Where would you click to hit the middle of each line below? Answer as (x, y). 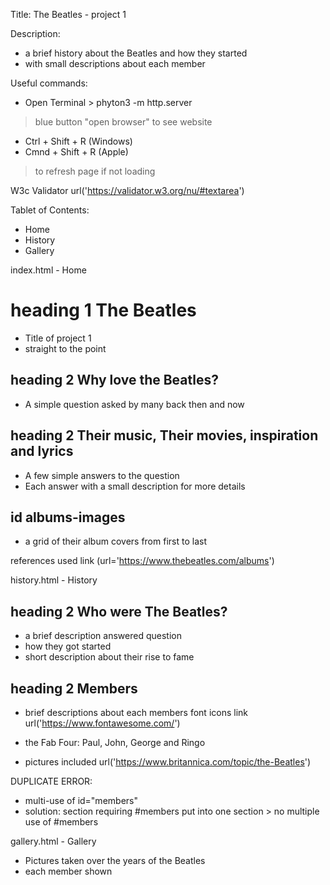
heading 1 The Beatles (103, 310)
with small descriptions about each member (115, 63)
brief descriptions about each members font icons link (136, 712)
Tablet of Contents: (50, 210)
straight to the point (65, 348)
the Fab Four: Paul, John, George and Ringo (115, 742)
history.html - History (54, 580)
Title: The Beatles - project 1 (68, 14)
